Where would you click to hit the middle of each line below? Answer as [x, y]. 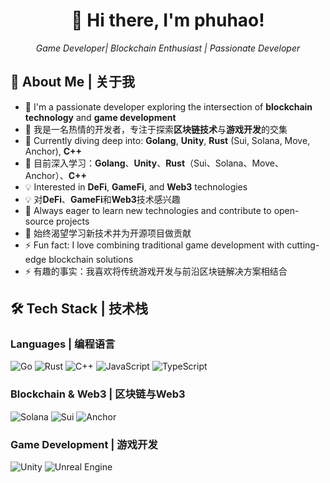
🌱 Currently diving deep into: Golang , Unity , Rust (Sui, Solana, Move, [167, 140]
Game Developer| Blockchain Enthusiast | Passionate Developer [168, 48]
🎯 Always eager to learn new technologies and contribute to [148, 210]
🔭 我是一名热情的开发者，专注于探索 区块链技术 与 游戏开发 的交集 [156, 129]
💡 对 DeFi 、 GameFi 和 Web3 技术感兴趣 [102, 199]
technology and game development [100, 117]
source [39, 221]
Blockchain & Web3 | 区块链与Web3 [98, 394]
